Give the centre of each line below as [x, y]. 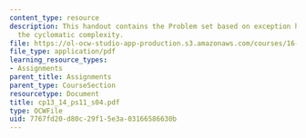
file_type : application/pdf [63, 52]
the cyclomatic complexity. [71, 34]
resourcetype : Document [55, 94]
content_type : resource [55, 18]
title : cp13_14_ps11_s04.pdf [65, 102]
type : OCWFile [36, 111]
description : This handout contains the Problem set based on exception [150, 26]
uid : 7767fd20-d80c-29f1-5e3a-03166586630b [93, 119]
